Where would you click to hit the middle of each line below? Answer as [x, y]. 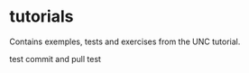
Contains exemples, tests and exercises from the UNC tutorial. [125, 41]
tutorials [41, 17]
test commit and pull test [55, 59]
